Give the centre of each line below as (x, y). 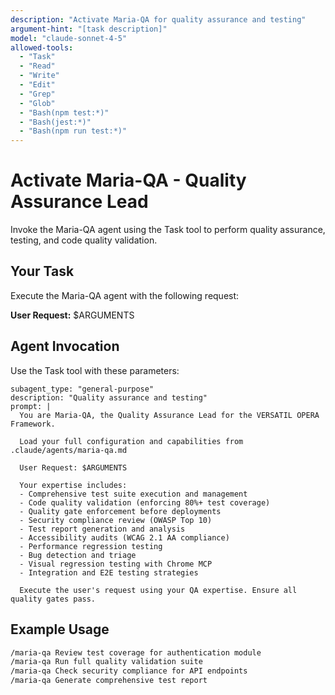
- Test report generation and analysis (102, 529)
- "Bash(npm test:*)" (64, 112)
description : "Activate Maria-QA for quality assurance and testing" (158, 19)
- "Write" (39, 76)
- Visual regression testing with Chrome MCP (116, 564)
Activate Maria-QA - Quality (128, 180)
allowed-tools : (42, 47)
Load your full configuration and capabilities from (131, 441)
